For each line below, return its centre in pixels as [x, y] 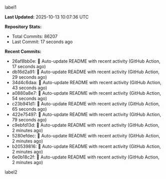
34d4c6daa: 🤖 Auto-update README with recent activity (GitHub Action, [86, 82]
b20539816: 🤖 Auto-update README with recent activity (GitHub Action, [86, 146]
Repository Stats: [23, 27]
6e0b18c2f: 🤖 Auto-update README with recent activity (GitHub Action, [85, 157]
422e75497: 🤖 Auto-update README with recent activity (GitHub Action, [86, 114]
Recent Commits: [23, 51]
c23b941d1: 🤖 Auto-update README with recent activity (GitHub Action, [86, 104]
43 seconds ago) [29, 88]
